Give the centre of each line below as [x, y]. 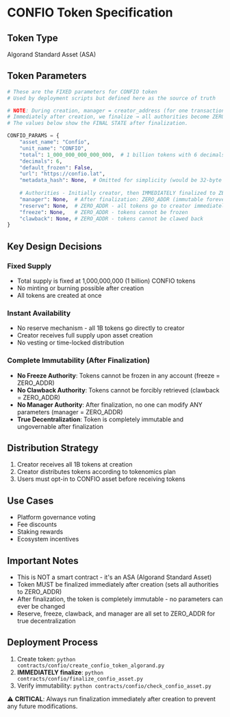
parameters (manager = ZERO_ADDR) [70, 412]
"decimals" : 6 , [41, 161]
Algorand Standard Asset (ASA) [52, 54]
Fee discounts [37, 525]
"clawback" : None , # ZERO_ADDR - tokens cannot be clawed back [112, 219]
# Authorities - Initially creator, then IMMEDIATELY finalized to [117, 193]
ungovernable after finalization [60, 426]
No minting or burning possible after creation [80, 288]
